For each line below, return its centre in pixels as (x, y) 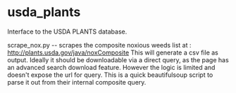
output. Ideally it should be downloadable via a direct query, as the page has (118, 59)
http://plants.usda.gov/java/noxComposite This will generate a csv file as (113, 52)
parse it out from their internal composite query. (77, 82)
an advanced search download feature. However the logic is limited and (111, 67)
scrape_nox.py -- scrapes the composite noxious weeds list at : (99, 45)
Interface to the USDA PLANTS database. (67, 31)
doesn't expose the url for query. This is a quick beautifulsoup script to (110, 75)
